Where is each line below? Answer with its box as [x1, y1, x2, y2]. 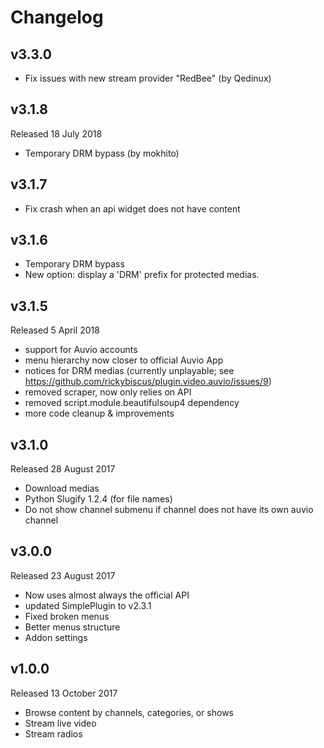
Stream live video [24, 717, 97, 729]
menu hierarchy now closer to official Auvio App [24, 354, 224, 366]
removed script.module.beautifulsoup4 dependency [24, 397, 240, 409]
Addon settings [24, 631, 88, 643]
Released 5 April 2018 [10, 324, 100, 336]
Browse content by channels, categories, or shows [24, 706, 235, 718]
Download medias [24, 482, 100, 495]
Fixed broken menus [24, 610, 110, 622]
